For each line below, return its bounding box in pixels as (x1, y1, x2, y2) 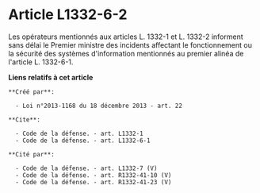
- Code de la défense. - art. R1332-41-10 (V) (15, 171, 172, 179)
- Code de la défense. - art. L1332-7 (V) (15, 164, 158, 172)
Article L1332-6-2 (8, 6, 128, 24)
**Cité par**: (8, 150, 55, 158)
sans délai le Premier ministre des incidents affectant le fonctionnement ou (8, 40, 252, 49)
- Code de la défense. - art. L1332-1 (15, 129, 144, 137)
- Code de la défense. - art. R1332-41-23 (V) (15, 178, 172, 186)
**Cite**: (8, 115, 41, 124)
